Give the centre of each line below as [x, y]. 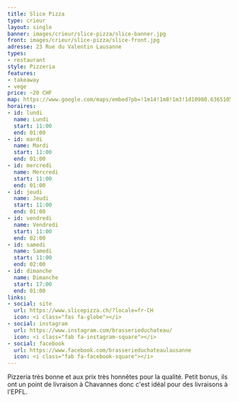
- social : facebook [36, 344]
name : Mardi [32, 146]
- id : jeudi [25, 192]
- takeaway [23, 80]
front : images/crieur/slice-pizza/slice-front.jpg [84, 40]
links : [17, 297]
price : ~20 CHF [30, 93]
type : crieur [27, 21]
